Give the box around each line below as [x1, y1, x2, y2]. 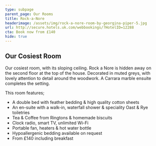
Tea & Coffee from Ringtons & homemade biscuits [12, 114, 113, 120]
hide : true [5, 34, 27, 39]
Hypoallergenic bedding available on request [12, 130, 102, 136]
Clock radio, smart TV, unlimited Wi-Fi [12, 120, 89, 126]
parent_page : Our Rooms [5, 12, 54, 16]
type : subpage [5, 7, 34, 12]
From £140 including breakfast [12, 135, 74, 141]
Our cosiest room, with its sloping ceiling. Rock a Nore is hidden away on [5, 65, 152, 71]
